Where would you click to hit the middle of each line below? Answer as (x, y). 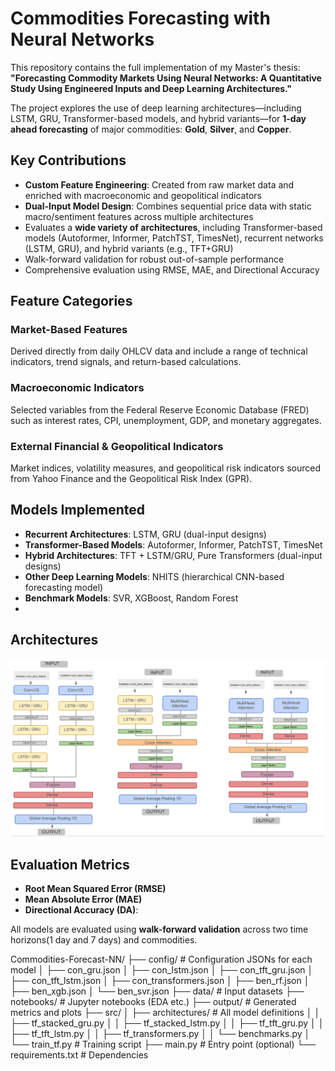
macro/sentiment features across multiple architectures (139, 216)
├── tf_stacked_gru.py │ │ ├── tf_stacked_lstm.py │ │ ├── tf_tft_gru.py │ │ (167, 1023)
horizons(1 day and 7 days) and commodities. (104, 939)
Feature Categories (71, 301)
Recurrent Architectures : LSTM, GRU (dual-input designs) (145, 534)
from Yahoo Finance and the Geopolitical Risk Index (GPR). (131, 479)
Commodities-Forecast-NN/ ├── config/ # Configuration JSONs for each (161, 959)
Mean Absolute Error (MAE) (83, 899)
